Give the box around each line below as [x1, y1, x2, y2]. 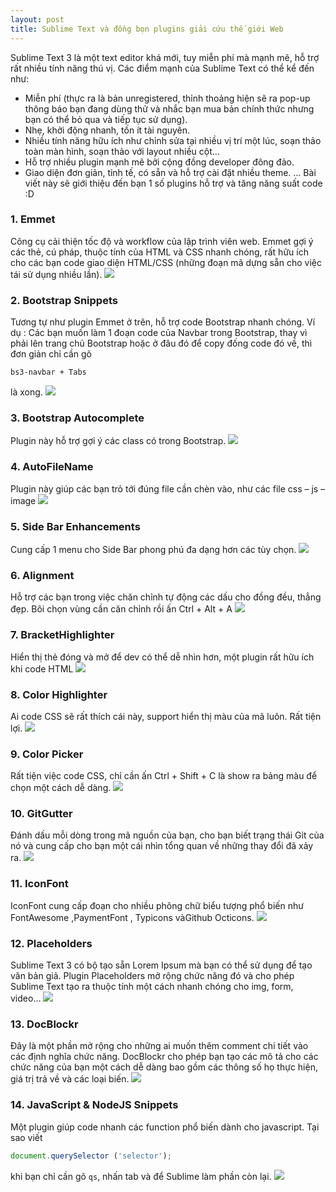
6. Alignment [10, 568, 75, 582]
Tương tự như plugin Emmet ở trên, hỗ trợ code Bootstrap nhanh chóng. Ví [10, 316, 316, 328]
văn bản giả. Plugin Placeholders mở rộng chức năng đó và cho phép [10, 970, 295, 982]
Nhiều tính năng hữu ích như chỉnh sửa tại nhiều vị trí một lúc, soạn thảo [24, 134, 322, 146]
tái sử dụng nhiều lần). [10, 268, 103, 280]
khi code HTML [10, 662, 74, 675]
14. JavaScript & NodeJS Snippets [10, 1098, 179, 1112]
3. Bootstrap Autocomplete [10, 411, 145, 425]
